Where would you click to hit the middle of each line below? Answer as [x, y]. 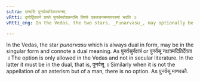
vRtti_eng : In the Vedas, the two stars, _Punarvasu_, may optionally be [100, 23]
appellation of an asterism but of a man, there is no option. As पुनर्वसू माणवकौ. [97, 71]
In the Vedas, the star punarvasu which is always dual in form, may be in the [100, 45]
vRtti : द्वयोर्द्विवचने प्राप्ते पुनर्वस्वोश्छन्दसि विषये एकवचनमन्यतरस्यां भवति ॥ [71, 17]
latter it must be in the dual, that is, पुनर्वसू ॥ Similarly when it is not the [91, 65]
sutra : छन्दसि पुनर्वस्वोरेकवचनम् [36, 12]
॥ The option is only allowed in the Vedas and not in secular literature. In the [100, 58]
